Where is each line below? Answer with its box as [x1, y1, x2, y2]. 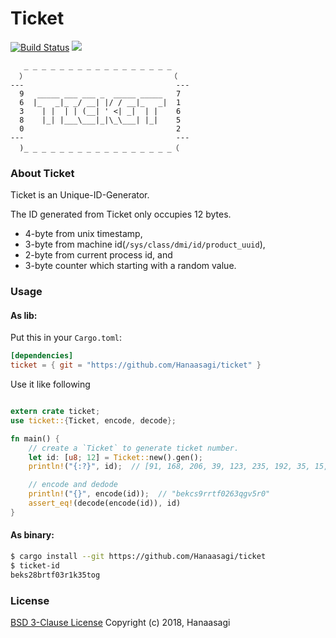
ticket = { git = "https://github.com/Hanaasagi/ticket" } [10, 360, 262, 371]
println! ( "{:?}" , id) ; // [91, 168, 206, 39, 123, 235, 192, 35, [28, 462, 311, 472]
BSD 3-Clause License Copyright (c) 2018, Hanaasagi [10, 616, 231, 628]
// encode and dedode [28, 480, 118, 490]
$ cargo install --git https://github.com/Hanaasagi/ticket [10, 552, 267, 562]
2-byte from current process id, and [24, 249, 173, 261]
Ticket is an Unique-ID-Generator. [10, 189, 150, 201]
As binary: [10, 529, 55, 541]
